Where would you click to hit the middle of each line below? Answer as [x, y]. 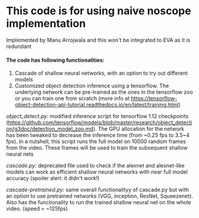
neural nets [20, 154]
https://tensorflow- [154, 99]
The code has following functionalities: [56, 60]
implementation [46, 23]
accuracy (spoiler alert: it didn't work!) [53, 178]
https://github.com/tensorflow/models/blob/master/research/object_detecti [100, 122]
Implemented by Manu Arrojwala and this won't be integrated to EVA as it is [98, 40]
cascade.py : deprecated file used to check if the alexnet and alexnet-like [96, 166]
